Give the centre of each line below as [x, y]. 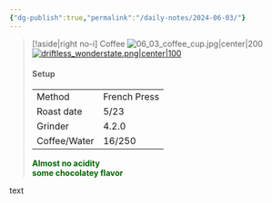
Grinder [53, 126]
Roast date [59, 111]
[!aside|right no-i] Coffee [78, 43]
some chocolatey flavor [77, 172]
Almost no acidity [65, 163]
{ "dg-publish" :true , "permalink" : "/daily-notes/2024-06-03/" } [128, 18]
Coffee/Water [65, 140]
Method [53, 96]
